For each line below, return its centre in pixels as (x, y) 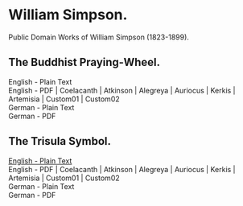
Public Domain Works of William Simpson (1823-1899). (99, 37)
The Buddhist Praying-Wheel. (84, 62)
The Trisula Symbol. (60, 141)
